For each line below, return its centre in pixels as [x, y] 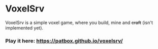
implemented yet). [24, 27]
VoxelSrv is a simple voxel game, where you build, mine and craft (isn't [79, 22]
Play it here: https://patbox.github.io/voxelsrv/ [64, 40]
